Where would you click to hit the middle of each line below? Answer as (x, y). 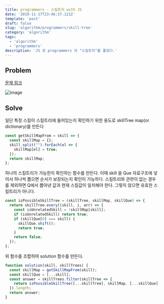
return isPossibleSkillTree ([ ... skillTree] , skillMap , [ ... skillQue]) (87, 284)
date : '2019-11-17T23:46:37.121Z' (40, 14)
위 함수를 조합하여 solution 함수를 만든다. (44, 256)
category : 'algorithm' (28, 32)
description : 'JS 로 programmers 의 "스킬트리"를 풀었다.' (61, 50)
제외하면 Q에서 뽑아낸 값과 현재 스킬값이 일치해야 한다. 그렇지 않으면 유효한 (81, 185)
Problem (18, 70)
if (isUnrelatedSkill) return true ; (51, 214)
